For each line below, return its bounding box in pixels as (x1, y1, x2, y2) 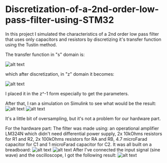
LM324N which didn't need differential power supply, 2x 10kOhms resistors (5, 130, 162, 137)
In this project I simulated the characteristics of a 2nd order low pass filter (5, 31, 159, 37)
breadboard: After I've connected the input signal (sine (5, 146, 160, 152)
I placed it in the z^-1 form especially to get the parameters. (5, 90, 129, 96)
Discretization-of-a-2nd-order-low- (5, 4, 159, 15)
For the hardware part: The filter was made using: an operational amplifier (5, 125, 159, 131)
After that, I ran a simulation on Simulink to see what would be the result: (5, 100, 156, 106)
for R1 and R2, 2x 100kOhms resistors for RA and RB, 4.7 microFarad (5, 136, 148, 142)
